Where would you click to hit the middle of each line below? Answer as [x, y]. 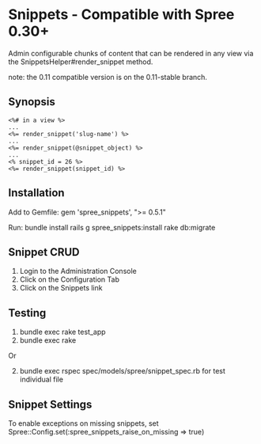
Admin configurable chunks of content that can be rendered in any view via [131, 53]
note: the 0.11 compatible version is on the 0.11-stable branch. [108, 77]
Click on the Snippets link [61, 288]
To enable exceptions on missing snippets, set [84, 423]
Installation [36, 193]
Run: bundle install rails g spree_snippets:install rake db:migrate [112, 227]
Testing [27, 313]
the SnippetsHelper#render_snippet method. [81, 62]
